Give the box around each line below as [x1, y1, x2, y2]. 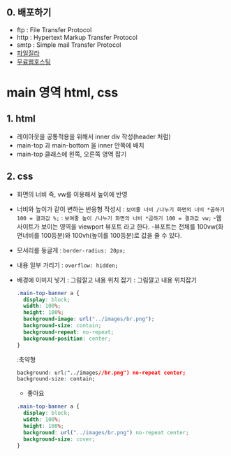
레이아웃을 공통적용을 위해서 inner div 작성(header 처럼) [16, 132, 172, 141]
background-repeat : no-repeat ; [23, 328, 114, 336]
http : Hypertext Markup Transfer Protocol [16, 33, 137, 41]
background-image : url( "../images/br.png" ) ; [23, 315, 155, 323]
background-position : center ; [23, 335, 111, 342]
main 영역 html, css [6, 85, 119, 100]
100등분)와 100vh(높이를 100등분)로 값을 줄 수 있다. [40, 231, 182, 239]
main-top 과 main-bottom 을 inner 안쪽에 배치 [16, 141, 144, 149]
